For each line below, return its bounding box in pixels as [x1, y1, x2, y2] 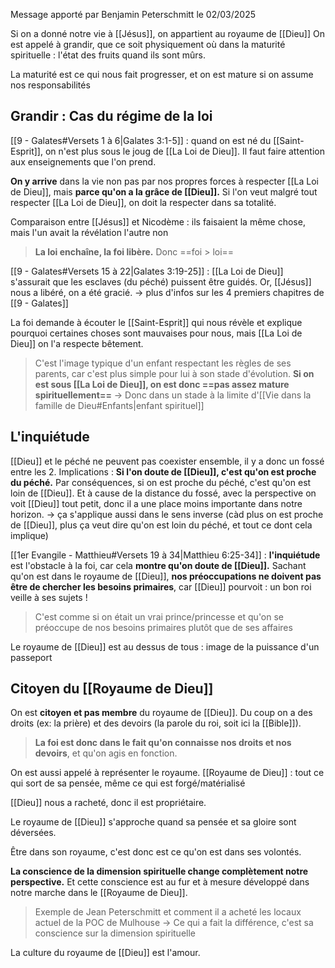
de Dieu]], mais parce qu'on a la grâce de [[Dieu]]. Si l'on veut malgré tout [10, 185, 318, 198]
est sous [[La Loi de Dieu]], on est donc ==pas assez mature [34, 378, 290, 390]
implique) [10, 529, 49, 541]
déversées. [10, 827, 57, 839]
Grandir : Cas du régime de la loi [10, 108, 213, 125]
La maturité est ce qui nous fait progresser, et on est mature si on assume [10, 69, 314, 80]
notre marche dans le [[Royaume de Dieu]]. [10, 887, 188, 899]
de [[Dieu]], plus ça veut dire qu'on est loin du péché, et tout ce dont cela [10, 519, 313, 531]
